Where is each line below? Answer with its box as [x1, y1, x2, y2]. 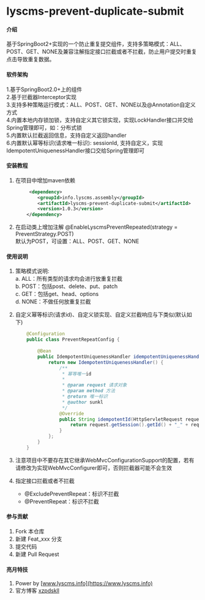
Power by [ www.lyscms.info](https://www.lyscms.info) [15, 580, 153, 587]
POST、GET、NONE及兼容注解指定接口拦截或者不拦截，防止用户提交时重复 [6, 48, 197, 56]
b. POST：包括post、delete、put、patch [15, 283, 118, 290]
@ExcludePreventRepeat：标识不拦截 [24, 490, 119, 497]
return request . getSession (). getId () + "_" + [70, 422, 188, 428]
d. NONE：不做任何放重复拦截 [15, 298, 91, 305]
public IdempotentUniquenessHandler [37, 354, 131, 360]
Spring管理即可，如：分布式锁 [6, 124, 83, 131]
